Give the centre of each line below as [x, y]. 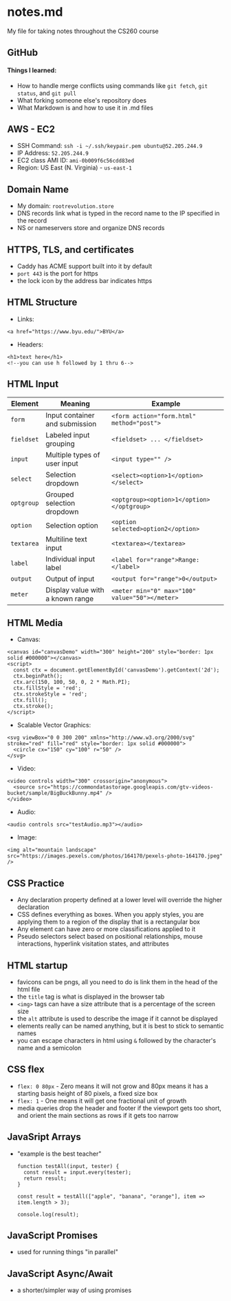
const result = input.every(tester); [78, 1172]
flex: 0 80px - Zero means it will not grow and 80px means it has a [112, 1086]
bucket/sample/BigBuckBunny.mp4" [55, 793]
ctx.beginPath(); [38, 676]
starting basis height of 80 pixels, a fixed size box [87, 1093]
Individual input [70, 559]
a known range [70, 599]
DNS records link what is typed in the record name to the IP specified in [118, 214]
